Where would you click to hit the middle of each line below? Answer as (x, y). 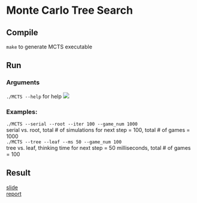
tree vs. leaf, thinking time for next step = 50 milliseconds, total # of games (99, 147)
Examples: (22, 112)
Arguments (23, 82)
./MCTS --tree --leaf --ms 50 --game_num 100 (64, 142)
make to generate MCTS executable (49, 47)
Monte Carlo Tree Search (70, 10)
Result (19, 173)
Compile (22, 33)
